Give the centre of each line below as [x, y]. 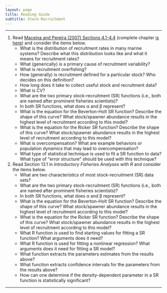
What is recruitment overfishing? [53, 70]
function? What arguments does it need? [61, 238]
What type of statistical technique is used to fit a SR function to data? [90, 154]
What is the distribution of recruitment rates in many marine [81, 48]
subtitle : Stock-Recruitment [35, 19]
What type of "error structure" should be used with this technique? [88, 159]
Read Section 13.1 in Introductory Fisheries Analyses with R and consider [87, 164]
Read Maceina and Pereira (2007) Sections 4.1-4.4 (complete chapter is [85, 38]
